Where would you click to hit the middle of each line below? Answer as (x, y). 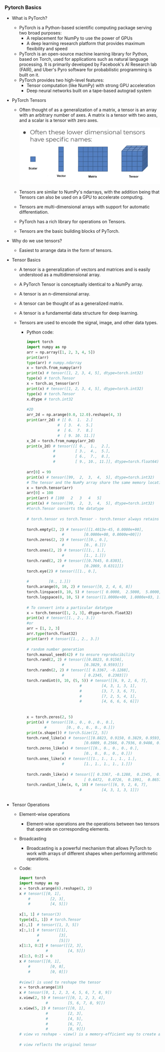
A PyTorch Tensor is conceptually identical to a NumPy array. (81, 284)
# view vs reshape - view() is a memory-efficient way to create (87, 1034)
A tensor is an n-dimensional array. (55, 294)
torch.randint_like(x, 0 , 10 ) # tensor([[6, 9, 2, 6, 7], (87, 785)
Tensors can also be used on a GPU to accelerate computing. (81, 197)
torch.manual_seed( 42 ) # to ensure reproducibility (81, 654)
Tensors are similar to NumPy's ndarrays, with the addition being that (89, 192)
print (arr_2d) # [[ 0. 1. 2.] (60, 420)
